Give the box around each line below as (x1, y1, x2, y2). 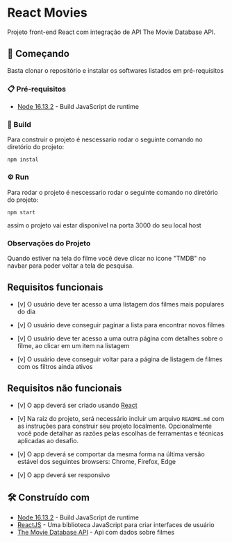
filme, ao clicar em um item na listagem (17, 341, 130, 350)
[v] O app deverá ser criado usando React (17, 401, 138, 409)
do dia (17, 307, 36, 316)
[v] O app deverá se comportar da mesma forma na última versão (17, 449, 205, 458)
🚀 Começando (7, 48, 69, 60)
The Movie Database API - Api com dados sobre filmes (17, 528, 175, 537)
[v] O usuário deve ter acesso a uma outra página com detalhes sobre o (17, 334, 224, 343)
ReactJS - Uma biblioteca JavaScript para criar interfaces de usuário (17, 521, 215, 529)
